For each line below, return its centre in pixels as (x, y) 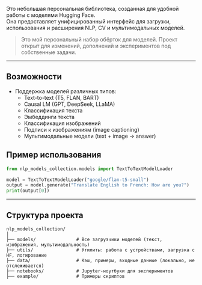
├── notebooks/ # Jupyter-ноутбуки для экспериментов (90, 271)
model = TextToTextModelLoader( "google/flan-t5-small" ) (78, 180)
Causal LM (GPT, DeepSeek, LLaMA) (69, 104)
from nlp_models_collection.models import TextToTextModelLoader (90, 169)
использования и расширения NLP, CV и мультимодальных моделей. (96, 28)
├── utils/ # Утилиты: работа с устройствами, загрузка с (101, 250)
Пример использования (54, 155)
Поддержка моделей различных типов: (66, 91)
